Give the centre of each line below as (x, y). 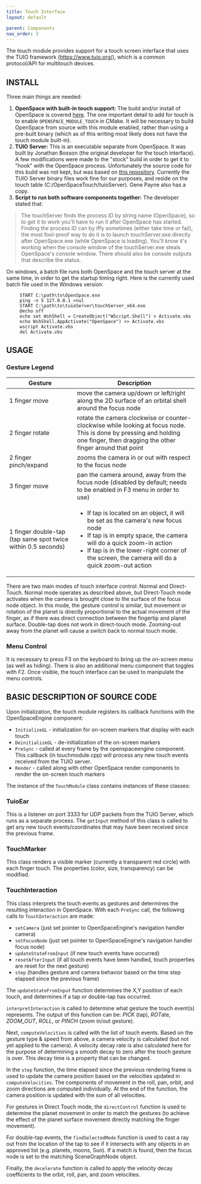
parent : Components (31, 28)
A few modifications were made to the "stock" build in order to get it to (102, 159)
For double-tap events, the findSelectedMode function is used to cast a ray (98, 1137)
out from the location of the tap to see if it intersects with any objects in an (98, 1144)
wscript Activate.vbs (46, 327)
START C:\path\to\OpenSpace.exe (60, 295)
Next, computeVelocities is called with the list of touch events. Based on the (100, 1032)
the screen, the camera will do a (132, 558)
